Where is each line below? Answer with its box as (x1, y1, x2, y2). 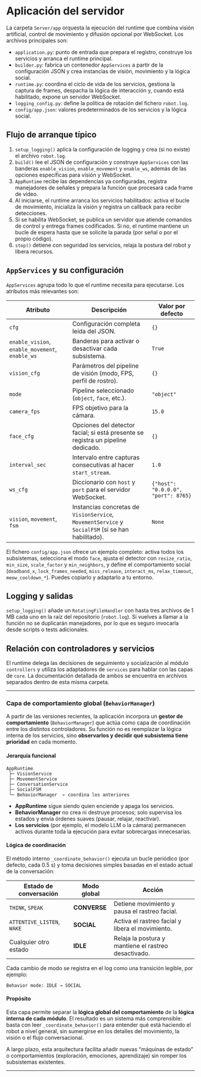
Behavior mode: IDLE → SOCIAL (6, 982, 82, 989)
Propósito (6, 995, 31, 1003)
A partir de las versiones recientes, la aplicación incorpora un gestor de (6, 713, 184, 720)
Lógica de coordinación (6, 842, 66, 849)
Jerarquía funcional (6, 752, 56, 759)
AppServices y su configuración (6, 265, 124, 276)
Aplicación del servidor (6, 4, 124, 18)
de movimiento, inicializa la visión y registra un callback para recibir (14, 203, 182, 210)
